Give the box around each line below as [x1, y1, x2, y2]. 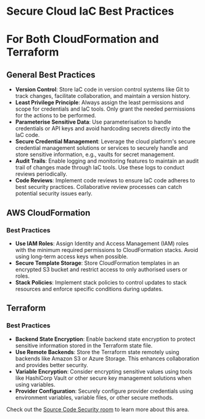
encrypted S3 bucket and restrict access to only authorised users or [15, 265, 188, 273]
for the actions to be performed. [15, 112, 97, 119]
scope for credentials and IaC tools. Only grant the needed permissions [15, 105, 196, 113]
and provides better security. [15, 361, 89, 368]
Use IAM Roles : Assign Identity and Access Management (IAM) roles [15, 240, 189, 247]
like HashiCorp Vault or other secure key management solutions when [15, 374, 192, 382]
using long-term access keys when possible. [15, 253, 129, 260]
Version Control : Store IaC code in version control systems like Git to [15, 86, 190, 93]
